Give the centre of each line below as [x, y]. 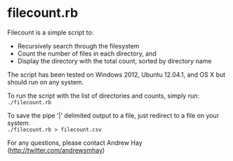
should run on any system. [46, 82]
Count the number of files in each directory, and [87, 53]
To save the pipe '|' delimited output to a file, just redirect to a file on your [113, 115]
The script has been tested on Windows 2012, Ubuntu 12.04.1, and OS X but [116, 75]
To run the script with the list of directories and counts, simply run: [104, 96]
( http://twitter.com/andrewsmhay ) [56, 150]
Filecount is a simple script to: [51, 32]
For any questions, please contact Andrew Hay [75, 143]
